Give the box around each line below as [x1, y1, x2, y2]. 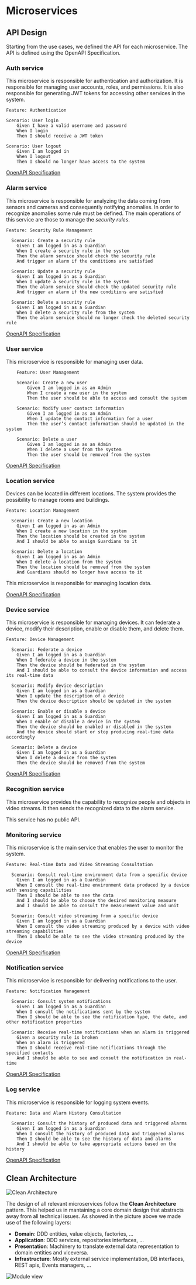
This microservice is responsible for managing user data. [6, 358, 143, 365]
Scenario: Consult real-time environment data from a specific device [11, 872, 187, 878]
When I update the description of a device [16, 693, 125, 699]
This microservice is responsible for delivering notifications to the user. [6, 977, 177, 984]
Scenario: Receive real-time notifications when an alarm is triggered [11, 1029, 190, 1035]
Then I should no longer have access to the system [16, 159, 145, 165]
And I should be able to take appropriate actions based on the [16, 1141, 177, 1147]
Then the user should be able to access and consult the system [27, 395, 187, 401]
